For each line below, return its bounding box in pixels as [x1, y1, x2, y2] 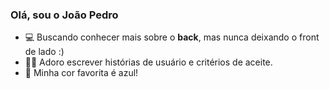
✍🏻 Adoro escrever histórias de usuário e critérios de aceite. [24, 56, 273, 68]
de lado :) [24, 46, 65, 58]
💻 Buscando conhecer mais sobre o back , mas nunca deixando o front [24, 31, 320, 43]
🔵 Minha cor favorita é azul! [24, 67, 139, 79]
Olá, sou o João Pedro [10, 8, 119, 22]
